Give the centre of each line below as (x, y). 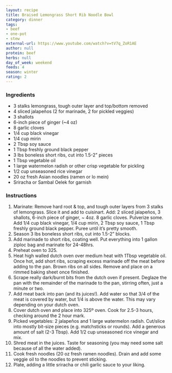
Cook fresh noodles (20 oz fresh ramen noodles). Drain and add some (87, 354)
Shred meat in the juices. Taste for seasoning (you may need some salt (88, 343)
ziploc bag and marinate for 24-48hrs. (53, 245)
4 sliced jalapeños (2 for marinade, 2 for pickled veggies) (74, 111)
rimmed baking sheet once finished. (51, 272)
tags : (12, 24)
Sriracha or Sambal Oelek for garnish (52, 182)
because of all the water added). (48, 348)
